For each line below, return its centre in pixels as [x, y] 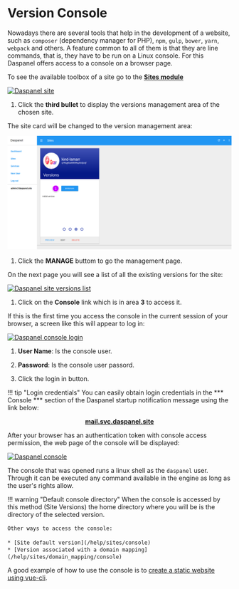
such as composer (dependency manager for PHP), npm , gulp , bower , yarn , [113, 40]
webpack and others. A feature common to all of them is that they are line [113, 48]
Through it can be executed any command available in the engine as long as [119, 478]
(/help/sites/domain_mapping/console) [65, 557]
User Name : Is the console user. [65, 351]
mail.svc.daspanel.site [119, 422]
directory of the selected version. [56, 515]
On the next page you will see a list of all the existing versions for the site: [115, 275]
